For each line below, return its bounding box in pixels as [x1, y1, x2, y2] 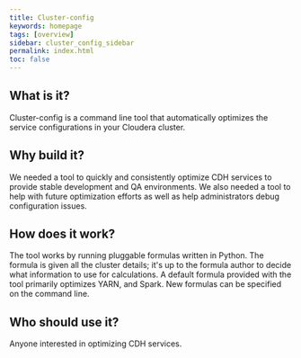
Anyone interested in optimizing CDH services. [9, 338, 182, 349]
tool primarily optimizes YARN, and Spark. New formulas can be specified [9, 279, 282, 290]
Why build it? [9, 148, 85, 163]
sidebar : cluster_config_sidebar [9, 38, 135, 48]
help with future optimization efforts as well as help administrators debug [9, 191, 280, 201]
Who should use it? [9, 314, 120, 329]
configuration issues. [9, 200, 87, 211]
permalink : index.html [9, 47, 94, 56]
